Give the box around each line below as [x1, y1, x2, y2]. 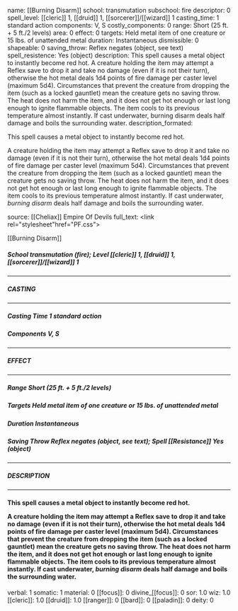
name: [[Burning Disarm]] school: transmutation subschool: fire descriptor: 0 [7, 6, 231, 14]
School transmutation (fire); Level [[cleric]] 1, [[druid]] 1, [7, 250, 176, 258]
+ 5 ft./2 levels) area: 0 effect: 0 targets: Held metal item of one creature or [7, 28, 226, 37]
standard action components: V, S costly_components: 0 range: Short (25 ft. [7, 21, 229, 29]
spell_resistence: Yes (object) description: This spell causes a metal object [7, 51, 225, 59]
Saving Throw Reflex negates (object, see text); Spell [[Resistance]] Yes [7, 437, 225, 445]
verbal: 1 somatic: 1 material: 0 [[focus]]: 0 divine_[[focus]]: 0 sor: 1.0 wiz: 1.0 [7, 588, 231, 597]
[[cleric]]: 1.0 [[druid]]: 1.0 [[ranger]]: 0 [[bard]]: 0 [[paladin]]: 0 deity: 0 [7, 595, 214, 604]
